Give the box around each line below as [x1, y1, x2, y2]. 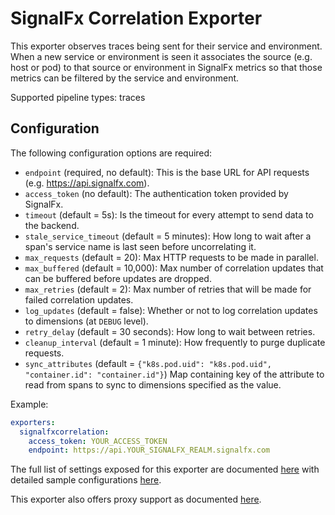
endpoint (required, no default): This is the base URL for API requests [24, 166, 310, 178]
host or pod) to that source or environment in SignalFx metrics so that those [10, 61, 323, 73]
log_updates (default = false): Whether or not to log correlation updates [24, 304, 318, 316]
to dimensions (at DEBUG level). [24, 315, 149, 327]
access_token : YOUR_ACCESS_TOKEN [28, 436, 168, 446]
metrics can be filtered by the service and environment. [10, 72, 240, 84]
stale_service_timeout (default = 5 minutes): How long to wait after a [24, 230, 312, 242]
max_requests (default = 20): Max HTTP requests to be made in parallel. [24, 251, 319, 263]
